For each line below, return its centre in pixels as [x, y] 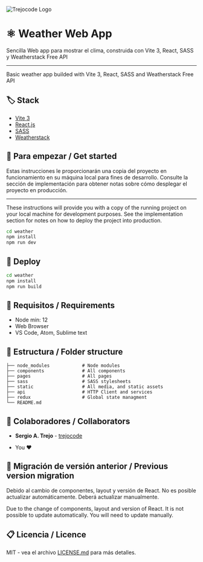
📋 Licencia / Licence [46, 535]
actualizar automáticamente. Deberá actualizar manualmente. [82, 497]
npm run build [24, 286]
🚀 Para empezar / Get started [62, 156]
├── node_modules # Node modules [63, 366]
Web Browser [32, 326]
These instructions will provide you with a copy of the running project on [96, 207]
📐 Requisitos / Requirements [61, 305]
